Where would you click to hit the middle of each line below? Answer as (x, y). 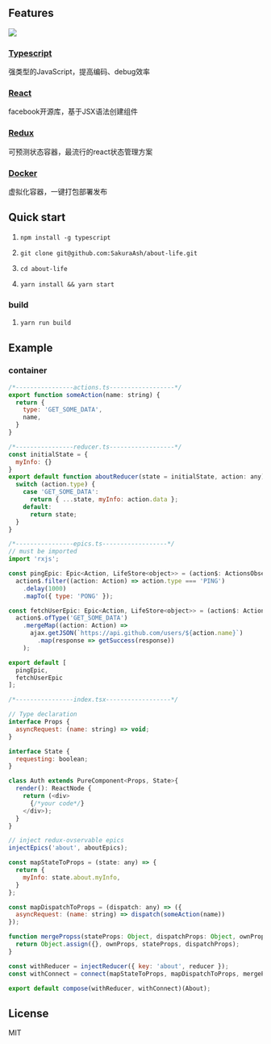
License (29, 1013)
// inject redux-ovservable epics (67, 841)
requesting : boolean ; (52, 759)
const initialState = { (48, 454)
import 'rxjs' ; (34, 559)
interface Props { (39, 722)
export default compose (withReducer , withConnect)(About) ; (110, 988)
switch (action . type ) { (55, 484)
